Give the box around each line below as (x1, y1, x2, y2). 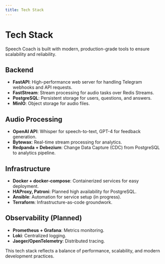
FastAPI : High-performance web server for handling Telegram (12, 79, 142, 85)
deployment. (12, 183, 39, 189)
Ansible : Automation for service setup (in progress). (12, 194, 122, 200)
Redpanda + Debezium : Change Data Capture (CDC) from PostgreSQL (12, 145, 160, 151)
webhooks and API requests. (12, 84, 73, 91)
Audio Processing (5, 115, 63, 123)
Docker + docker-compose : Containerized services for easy (12, 178, 139, 184)
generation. (12, 134, 37, 140)
